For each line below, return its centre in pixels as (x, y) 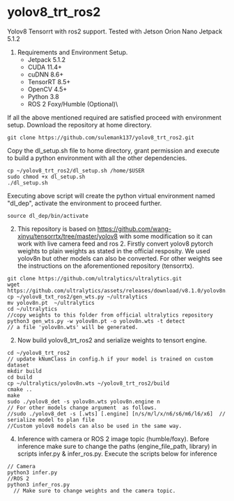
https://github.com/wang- (134, 229)
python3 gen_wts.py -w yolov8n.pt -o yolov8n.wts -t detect (96, 321)
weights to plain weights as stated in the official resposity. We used (114, 250)
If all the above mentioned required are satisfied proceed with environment (114, 117)
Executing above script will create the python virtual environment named (111, 196)
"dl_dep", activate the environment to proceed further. (85, 203)
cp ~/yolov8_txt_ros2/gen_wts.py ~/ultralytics (78, 296)
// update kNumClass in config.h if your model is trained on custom (110, 359)
